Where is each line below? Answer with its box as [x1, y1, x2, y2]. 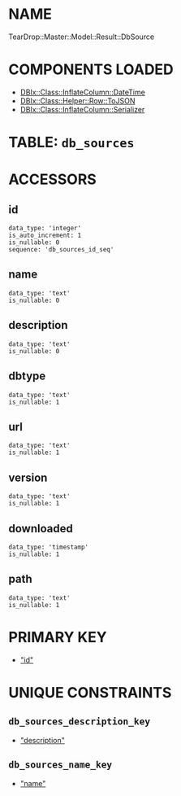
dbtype [8, 370, 46, 383]
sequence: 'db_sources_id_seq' [8, 246, 114, 254]
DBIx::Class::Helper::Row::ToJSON [19, 95, 136, 106]
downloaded [8, 522, 73, 536]
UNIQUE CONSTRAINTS [8, 683, 172, 702]
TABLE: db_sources [8, 133, 135, 151]
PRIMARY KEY [8, 628, 107, 646]
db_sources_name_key [8, 759, 113, 771]
